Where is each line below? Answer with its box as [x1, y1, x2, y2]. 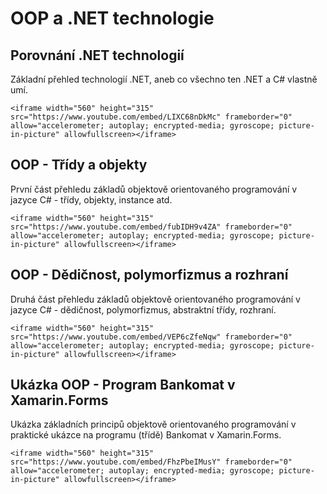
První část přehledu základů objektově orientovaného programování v [10, 183, 298, 195]
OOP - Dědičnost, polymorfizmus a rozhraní [10, 267, 289, 284]
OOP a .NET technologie [10, 7, 215, 30]
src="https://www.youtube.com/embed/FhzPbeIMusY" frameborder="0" [10, 457, 293, 467]
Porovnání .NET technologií [10, 47, 185, 64]
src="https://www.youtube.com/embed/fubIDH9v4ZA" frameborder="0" [10, 222, 293, 232]
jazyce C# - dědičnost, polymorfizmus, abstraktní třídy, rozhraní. [10, 303, 277, 316]
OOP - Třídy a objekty [10, 157, 148, 174]
